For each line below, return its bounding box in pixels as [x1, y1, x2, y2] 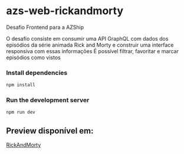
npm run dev [6, 109, 35, 116]
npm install [6, 82, 35, 88]
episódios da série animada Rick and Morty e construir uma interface [6, 41, 174, 48]
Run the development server [6, 96, 90, 104]
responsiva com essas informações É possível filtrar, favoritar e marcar [6, 47, 179, 54]
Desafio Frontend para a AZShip [6, 24, 84, 31]
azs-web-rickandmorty [6, 4, 124, 18]
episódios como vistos [6, 54, 61, 61]
